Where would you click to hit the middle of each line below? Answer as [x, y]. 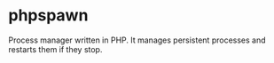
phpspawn [48, 16]
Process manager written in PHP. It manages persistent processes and [137, 40]
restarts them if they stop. [55, 49]
